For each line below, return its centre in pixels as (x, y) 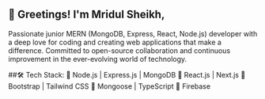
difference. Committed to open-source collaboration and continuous (119, 50)
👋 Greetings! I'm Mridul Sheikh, (87, 15)
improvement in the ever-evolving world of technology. (98, 59)
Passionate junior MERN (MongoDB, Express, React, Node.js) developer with (133, 33)
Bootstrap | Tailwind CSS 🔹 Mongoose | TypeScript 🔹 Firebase (110, 86)
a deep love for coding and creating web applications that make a (115, 42)
